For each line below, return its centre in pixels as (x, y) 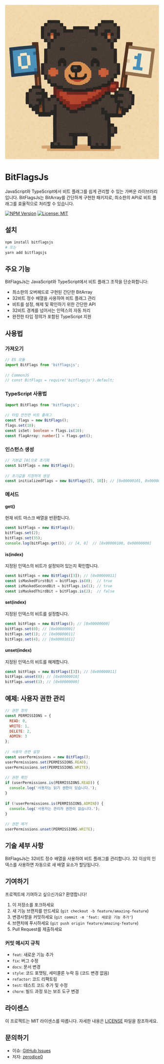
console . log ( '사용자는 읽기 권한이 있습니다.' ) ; (53, 788)
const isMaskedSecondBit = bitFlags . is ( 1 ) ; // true (59, 586)
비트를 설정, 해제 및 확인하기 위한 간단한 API (54, 304)
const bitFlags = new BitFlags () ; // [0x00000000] (58, 624)
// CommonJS (17, 375)
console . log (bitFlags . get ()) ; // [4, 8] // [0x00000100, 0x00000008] (78, 543)
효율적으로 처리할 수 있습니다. (46, 204)
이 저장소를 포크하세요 (33, 904)
